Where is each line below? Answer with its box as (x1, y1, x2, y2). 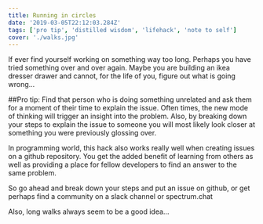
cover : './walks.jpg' (8, 33, 79, 42)
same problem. (8, 168, 57, 178)
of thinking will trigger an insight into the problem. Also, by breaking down (8, 111, 247, 121)
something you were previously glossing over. (8, 128, 157, 138)
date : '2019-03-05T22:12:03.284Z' (8, 19, 122, 27)
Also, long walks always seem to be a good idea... (8, 207, 170, 216)
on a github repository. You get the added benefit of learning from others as (8, 152, 254, 161)
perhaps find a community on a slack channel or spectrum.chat (8, 192, 214, 201)
